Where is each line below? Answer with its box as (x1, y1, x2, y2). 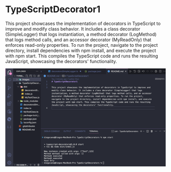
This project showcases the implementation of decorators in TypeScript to (5, 20, 161, 26)
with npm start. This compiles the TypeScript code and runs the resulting (5, 52, 158, 59)
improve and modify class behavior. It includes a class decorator (5, 25, 140, 32)
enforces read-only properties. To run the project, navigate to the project (5, 42, 158, 48)
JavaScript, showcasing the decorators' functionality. (5, 58, 117, 64)
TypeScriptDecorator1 (5, 4, 101, 15)
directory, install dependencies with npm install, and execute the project (5, 47, 156, 53)
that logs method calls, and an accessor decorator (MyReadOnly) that (5, 37, 152, 43)
